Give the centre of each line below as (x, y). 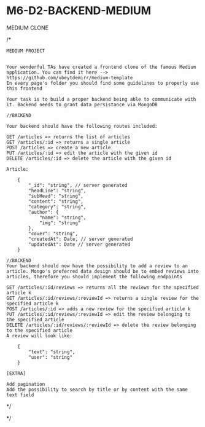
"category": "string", (57, 206)
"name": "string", (63, 217)
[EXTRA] (16, 373)
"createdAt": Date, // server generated (81, 239)
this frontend (25, 88)
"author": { (44, 212)
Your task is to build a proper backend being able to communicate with (101, 99)
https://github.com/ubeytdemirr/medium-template (70, 77)
